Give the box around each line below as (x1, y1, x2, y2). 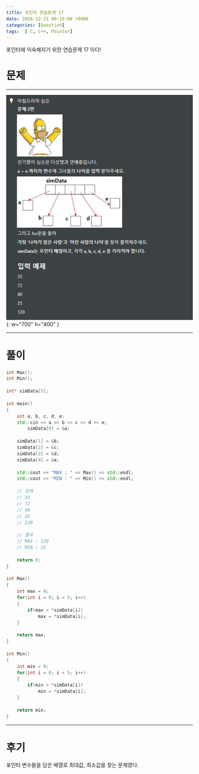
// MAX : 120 (17, 539, 49, 544)
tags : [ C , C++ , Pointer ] (6, 28, 73, 34)
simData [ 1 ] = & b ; (17, 438, 60, 444)
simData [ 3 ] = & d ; (17, 451, 60, 457)
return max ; (17, 632, 46, 638)
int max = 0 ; (17, 588, 49, 594)
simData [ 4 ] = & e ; (17, 457, 60, 463)
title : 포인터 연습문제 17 (6, 9, 64, 15)
